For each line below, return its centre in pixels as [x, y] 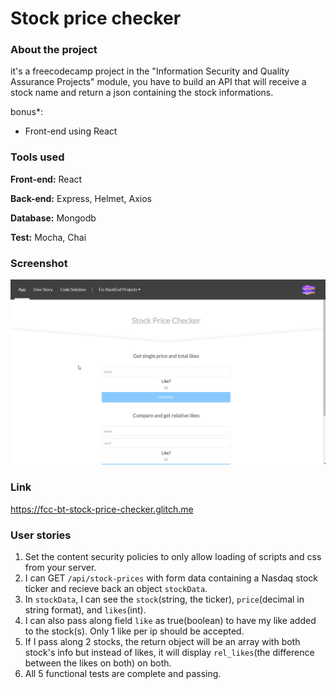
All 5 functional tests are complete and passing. [123, 673]
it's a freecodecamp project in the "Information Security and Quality [150, 71]
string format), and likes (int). [85, 609]
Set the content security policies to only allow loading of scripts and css [173, 556]
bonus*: [26, 112]
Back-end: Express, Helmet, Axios [81, 198]
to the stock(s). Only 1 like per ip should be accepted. [134, 631]
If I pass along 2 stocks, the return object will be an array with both [162, 641]
